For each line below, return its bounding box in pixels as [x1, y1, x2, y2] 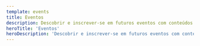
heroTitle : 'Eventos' [6, 25, 60, 32]
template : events [6, 8, 49, 15]
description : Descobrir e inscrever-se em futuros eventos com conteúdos [6, 20, 193, 26]
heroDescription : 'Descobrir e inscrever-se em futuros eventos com [6, 31, 180, 37]
